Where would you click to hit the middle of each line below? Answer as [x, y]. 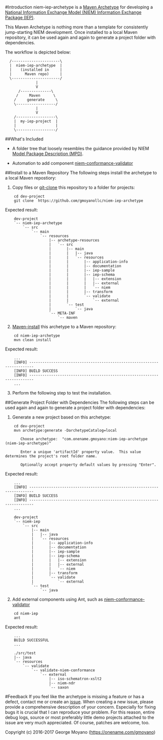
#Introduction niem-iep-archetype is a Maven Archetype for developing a [79, 7]
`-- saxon [59, 687]
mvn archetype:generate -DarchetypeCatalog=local [66, 430]
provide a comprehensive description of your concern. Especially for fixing [80, 707]
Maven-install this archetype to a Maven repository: [64, 327]
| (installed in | [36, 70]
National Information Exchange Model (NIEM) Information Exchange [73, 12]
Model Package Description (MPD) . [48, 154]
